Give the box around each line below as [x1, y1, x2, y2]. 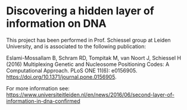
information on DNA [6, 17, 107, 30]
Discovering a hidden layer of [6, 4, 155, 18]
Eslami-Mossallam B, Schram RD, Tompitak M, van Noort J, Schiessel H [6, 54, 182, 61]
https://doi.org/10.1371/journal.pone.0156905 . [6, 73, 117, 80]
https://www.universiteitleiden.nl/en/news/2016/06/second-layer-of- [6, 91, 174, 98]
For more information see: [6, 84, 70, 92]
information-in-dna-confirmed [6, 97, 80, 105]
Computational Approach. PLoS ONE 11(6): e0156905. [6, 67, 138, 74]
